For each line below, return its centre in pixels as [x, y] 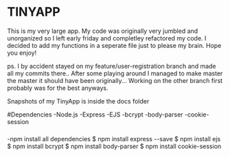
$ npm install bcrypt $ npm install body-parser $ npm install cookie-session [114, 146]
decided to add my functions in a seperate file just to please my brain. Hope [114, 45]
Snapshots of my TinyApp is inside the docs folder [78, 101]
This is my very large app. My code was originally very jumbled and [103, 31]
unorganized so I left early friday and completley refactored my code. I [107, 38]
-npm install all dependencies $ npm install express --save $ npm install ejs [114, 139]
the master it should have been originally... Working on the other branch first [115, 80]
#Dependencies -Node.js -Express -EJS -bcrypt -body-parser [95, 114]
